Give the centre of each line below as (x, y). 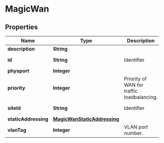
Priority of (135, 79)
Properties (21, 27)
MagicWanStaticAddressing (86, 119)
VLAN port (136, 127)
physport (18, 71)
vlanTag (17, 130)
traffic (131, 91)
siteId (14, 108)
